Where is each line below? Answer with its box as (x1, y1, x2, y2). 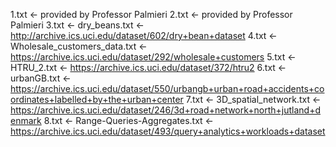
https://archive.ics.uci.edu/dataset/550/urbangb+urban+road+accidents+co (10, 83, 325, 94)
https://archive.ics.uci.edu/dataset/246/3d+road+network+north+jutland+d (10, 104, 322, 116)
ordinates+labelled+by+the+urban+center (10, 94, 184, 105)
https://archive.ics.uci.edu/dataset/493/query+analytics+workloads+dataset (10, 125, 326, 137)
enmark (10, 115, 42, 126)
